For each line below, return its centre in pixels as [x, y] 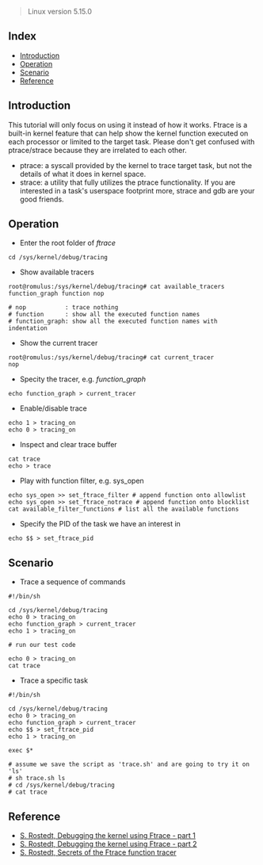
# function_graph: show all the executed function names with [113, 322]
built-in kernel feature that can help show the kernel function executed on [128, 133]
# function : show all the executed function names [104, 315]
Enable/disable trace [53, 408]
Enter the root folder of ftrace [68, 243]
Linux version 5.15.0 [60, 11]
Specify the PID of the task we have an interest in [100, 524]
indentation [28, 328]
